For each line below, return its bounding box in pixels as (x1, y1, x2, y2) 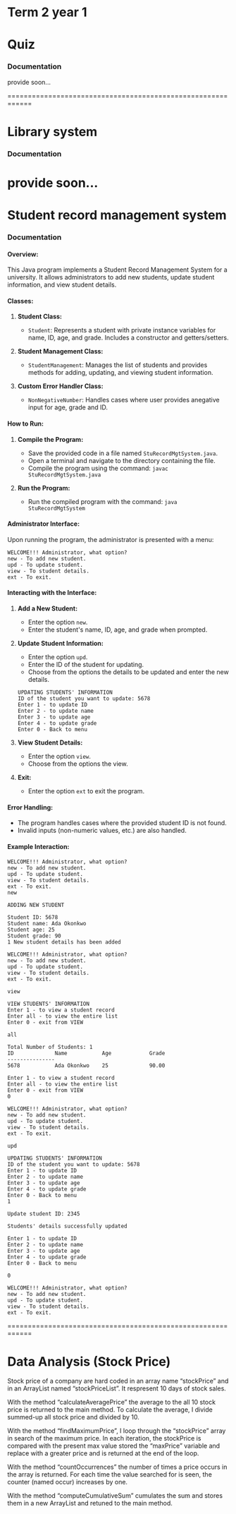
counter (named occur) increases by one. (7, 1478, 128, 1486)
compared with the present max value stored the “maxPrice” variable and (7, 1441, 221, 1450)
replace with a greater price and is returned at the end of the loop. (7, 1449, 199, 1458)
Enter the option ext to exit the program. (27, 787, 145, 795)
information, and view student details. (7, 280, 117, 289)
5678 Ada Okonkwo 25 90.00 (7, 1062, 166, 1069)
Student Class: (17, 312, 62, 321)
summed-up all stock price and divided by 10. (7, 1413, 139, 1422)
